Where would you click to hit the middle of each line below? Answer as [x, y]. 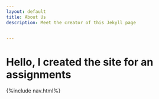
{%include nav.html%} [33, 91]
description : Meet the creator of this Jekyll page [71, 22]
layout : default [26, 11]
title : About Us [26, 17]
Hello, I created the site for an [80, 62]
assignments [39, 75]
